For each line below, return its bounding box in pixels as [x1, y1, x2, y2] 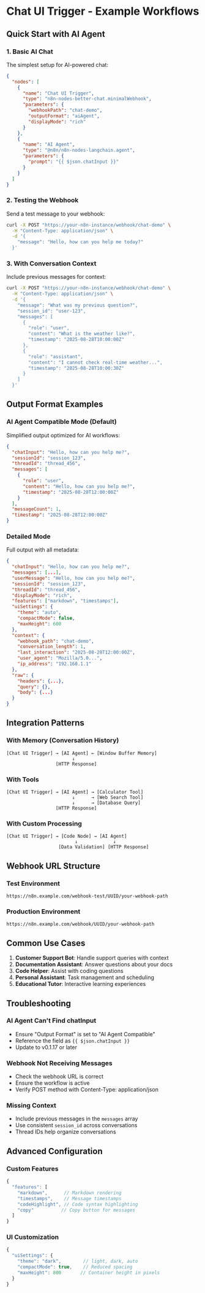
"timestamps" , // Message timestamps [17, 1195, 122, 1201]
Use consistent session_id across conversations [15, 1122, 138, 1129]
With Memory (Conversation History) [6, 736, 119, 744]
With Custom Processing [6, 819, 83, 827]
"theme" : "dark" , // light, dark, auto [17, 1258, 138, 1265]
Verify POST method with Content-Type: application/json [15, 1086, 159, 1093]
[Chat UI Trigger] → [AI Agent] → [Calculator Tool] [6, 789, 144, 795]
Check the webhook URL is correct [15, 1073, 104, 1080]
